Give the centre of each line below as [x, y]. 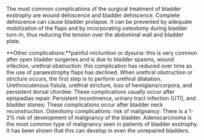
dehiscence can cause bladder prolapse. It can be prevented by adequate [99, 22]
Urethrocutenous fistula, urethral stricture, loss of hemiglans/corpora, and [99, 85]
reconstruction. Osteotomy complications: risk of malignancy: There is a [97, 111]
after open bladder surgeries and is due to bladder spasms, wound [90, 59]
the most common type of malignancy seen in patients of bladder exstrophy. [102, 124]
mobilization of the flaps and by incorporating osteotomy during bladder [97, 28]
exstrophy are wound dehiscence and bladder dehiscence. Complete [93, 15]
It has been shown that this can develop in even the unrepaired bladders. [98, 131]
